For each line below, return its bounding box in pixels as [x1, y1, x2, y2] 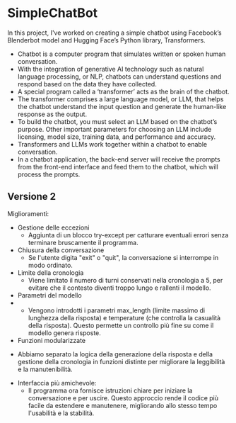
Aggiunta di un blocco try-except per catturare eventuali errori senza [28, 230, 229, 239]
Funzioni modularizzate [17, 336, 86, 344]
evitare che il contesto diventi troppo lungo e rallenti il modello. [28, 283, 211, 292]
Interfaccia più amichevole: [17, 378, 97, 387]
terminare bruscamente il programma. [28, 238, 139, 247]
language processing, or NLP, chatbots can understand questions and [17, 72, 222, 81]
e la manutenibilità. [17, 365, 73, 373]
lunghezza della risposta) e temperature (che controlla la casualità [28, 313, 221, 322]
